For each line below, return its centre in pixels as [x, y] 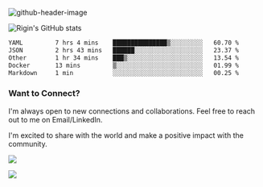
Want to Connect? [44, 93]
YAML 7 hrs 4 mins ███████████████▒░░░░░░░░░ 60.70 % [124, 43]
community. [28, 143]
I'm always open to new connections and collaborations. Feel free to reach [132, 111]
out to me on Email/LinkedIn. [55, 119]
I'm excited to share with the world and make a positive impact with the [126, 135]
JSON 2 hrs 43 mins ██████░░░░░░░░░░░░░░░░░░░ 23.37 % [124, 50]
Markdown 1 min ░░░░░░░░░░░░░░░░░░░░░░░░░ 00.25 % [124, 73]
